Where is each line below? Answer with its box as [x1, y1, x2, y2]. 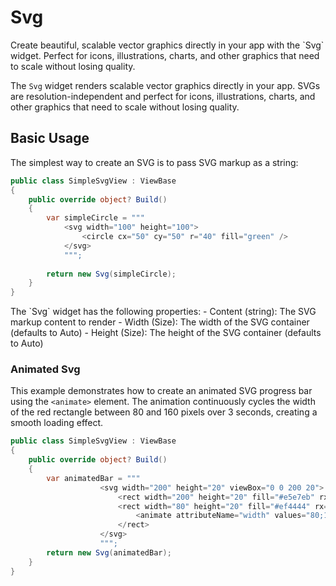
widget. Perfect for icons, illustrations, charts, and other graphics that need [10, 49, 320, 61]
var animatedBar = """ [46, 473, 141, 483]
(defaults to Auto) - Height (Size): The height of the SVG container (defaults [10, 327, 322, 339]
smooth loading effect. [10, 417, 104, 429]
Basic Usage [10, 130, 90, 147]
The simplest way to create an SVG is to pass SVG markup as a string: [10, 156, 299, 168]
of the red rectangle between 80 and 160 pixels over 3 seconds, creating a [10, 406, 318, 418]
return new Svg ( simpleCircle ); [46, 269, 177, 279]
